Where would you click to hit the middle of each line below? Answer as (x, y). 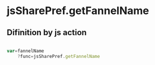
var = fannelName (26, 51)
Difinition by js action (47, 32)
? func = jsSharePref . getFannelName (59, 56)
